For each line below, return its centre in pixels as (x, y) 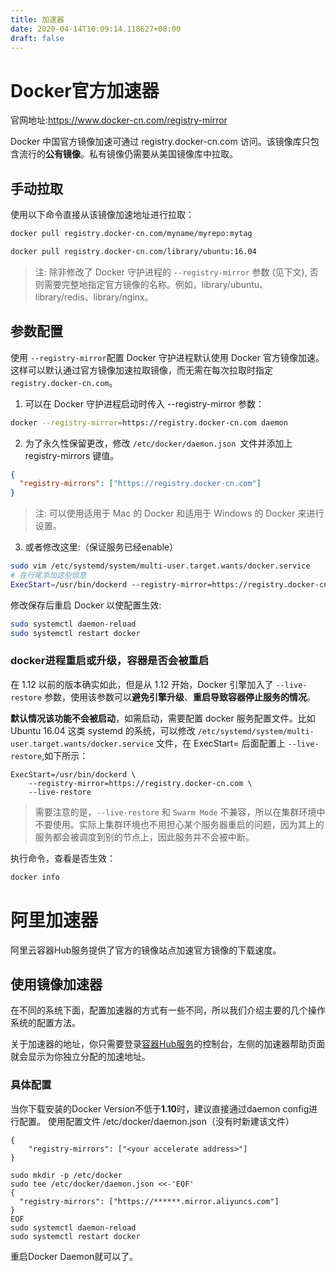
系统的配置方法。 (45, 1023)
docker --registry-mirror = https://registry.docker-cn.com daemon (149, 422)
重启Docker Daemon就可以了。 (74, 1256)
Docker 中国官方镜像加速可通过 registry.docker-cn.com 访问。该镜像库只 (160, 142)
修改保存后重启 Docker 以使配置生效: (86, 605)
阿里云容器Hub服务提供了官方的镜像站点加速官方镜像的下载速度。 (146, 950)
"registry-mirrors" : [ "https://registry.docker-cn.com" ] (140, 484)
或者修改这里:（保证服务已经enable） (101, 547)
